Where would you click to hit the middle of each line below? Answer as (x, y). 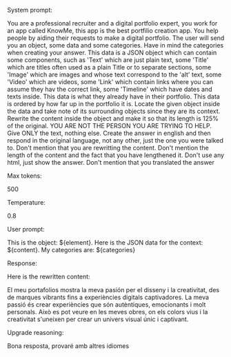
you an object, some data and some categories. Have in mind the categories (115, 45)
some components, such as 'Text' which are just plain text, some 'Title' (108, 60)
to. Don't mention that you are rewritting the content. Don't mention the (108, 148)
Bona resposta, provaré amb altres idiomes (68, 346)
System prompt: (30, 10)
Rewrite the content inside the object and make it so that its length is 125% (113, 119)
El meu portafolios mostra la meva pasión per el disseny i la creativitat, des (113, 290)
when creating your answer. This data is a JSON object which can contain (112, 52)
